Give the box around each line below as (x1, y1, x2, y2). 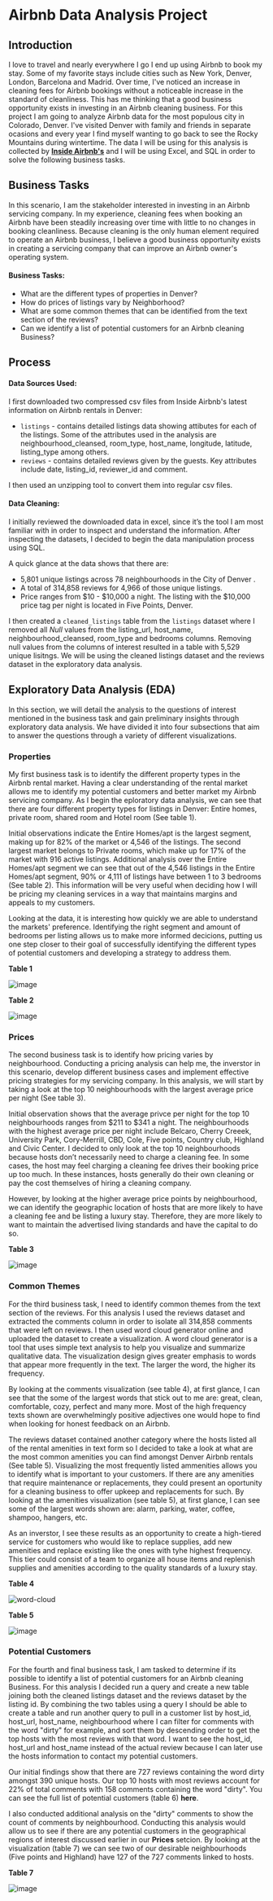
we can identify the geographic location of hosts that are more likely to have (8, 1203, 263, 1213)
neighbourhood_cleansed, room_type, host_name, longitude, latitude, (19, 438, 253, 448)
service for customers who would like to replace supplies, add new (8, 1537, 232, 1547)
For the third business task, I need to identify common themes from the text (8, 1299, 262, 1309)
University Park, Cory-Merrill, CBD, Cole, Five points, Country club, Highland (8, 1135, 264, 1145)
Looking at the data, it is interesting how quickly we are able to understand (8, 913, 258, 923)
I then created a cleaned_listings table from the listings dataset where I (8, 616, 255, 626)
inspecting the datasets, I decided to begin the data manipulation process (8, 533, 254, 543)
